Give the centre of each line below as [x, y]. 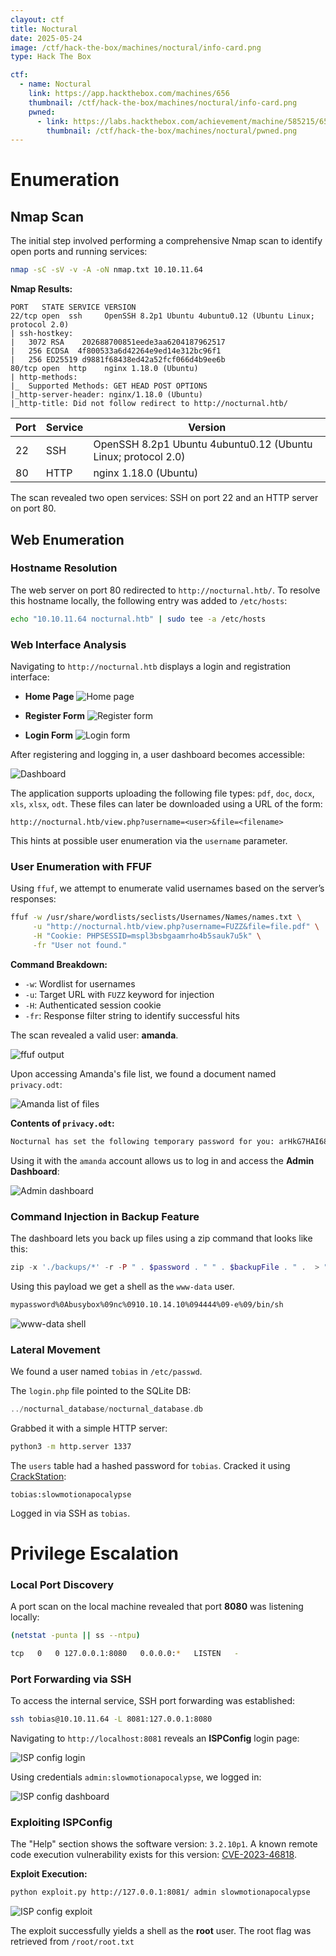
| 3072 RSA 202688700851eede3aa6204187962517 [118, 342]
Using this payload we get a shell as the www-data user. [122, 1286]
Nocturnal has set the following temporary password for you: [142, 1141]
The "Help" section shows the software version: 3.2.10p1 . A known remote [164, 1844]
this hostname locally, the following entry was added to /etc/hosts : [149, 600]
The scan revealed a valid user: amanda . [94, 1035]
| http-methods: [44, 377]
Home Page [49, 696]
